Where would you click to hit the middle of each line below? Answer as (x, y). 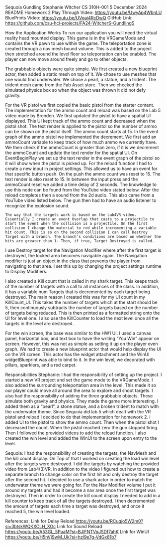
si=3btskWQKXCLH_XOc (31, 526)
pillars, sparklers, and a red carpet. (41, 365)
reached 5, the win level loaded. (38, 511)
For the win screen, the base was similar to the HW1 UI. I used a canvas (78, 333)
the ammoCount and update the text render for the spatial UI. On (71, 153)
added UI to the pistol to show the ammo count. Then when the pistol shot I (82, 422)
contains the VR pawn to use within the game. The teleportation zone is (78, 43)
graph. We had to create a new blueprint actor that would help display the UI (83, 349)
